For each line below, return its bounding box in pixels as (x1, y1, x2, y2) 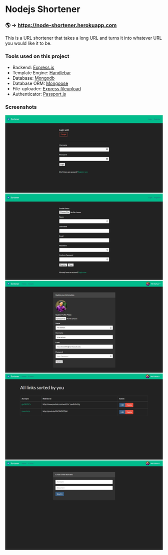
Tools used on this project (5, 53, 69, 60)
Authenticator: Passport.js (12, 91, 66, 97)
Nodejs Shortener (5, 4, 80, 15)
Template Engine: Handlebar (12, 69, 71, 76)
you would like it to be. (5, 40, 51, 46)
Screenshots (5, 103, 37, 110)
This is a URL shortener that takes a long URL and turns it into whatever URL (5, 35, 162, 41)
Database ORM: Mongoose (12, 80, 68, 86)
